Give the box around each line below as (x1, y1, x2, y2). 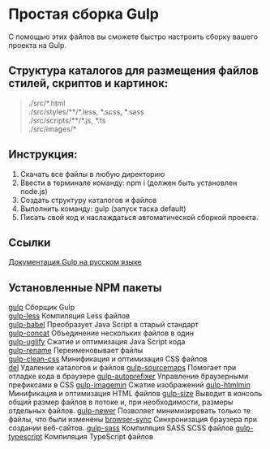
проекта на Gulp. (8, 40, 67, 50)
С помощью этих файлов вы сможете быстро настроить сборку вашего (8, 32, 258, 41)
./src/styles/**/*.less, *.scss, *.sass (28, 106, 144, 116)
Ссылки (8, 235, 51, 249)
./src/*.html (28, 98, 66, 108)
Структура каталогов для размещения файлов (8, 64, 259, 78)
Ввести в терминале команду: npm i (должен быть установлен (19, 178, 238, 188)
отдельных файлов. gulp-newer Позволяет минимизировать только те (8, 406, 251, 416)
